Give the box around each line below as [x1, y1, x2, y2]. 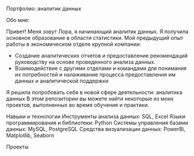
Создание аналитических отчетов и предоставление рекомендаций [14, 52, 188, 59]
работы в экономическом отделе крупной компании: [6, 41, 141, 47]
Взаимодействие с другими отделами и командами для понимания [14, 65, 187, 72]
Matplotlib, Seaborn [6, 132, 55, 139]
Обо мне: [6, 17, 30, 23]
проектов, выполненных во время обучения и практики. [6, 101, 150, 109]
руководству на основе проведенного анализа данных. [14, 59, 156, 65]
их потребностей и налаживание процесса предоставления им [14, 71, 176, 78]
